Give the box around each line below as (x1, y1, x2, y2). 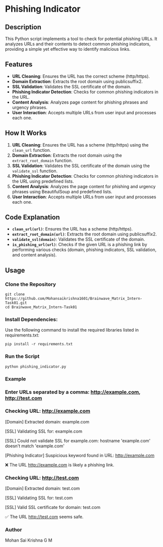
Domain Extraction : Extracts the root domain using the (12, 152, 122, 158)
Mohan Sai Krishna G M (5, 537, 53, 543)
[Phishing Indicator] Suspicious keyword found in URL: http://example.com (5, 452, 155, 458)
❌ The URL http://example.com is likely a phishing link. (5, 462, 114, 467)
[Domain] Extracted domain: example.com (5, 419, 90, 424)
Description (5, 23, 41, 31)
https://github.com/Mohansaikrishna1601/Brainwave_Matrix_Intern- (5, 296, 143, 301)
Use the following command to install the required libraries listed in (5, 327, 139, 333)
